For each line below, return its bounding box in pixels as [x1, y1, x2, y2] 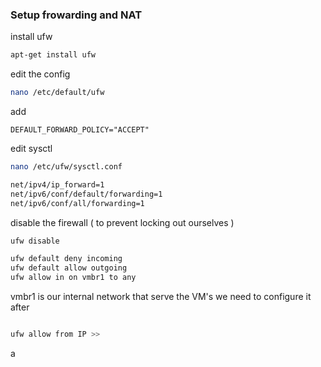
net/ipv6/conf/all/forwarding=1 [10, 198, 145, 208]
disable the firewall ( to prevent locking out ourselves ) [10, 216, 235, 228]
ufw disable [10, 236, 60, 246]
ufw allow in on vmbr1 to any [10, 273, 137, 283]
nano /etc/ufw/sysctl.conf [10, 162, 123, 172]
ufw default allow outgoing [10, 263, 128, 273]
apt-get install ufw [10, 50, 97, 60]
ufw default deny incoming [10, 254, 123, 264]
